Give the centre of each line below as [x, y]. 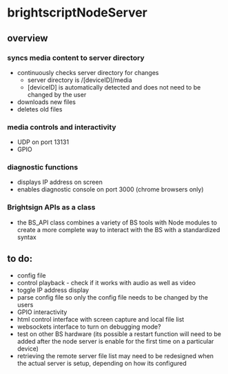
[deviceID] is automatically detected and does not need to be [114, 87]
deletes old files [40, 109]
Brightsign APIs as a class [51, 207]
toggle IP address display [53, 290]
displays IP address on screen [60, 182]
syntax [27, 237]
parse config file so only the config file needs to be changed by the [113, 297]
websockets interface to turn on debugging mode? [89, 326]
